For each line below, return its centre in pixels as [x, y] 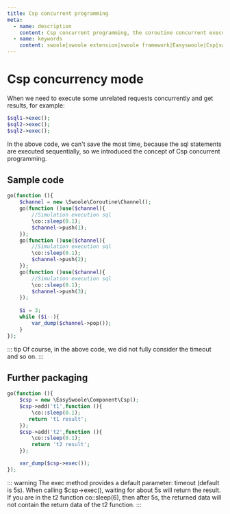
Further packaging [48, 378]
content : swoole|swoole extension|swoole [79, 45]
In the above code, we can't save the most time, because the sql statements [114, 144]
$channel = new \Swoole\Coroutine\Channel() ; [86, 202]
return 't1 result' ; [58, 419]
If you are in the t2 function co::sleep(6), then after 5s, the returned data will [114, 497]
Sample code [36, 180]
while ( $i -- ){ [39, 317]
